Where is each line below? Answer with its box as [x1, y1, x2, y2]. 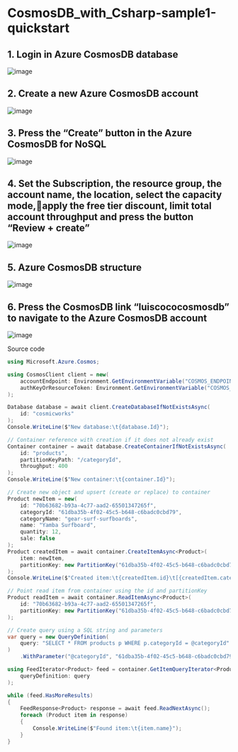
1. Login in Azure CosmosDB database [7, 48, 178, 60]
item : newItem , [20, 555, 65, 562]
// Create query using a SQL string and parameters [7, 626, 163, 633]
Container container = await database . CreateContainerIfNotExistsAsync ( [7, 442, 227, 450]
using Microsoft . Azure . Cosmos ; [7, 359, 100, 366]
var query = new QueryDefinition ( [7, 633, 110, 641]
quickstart [7, 20, 69, 36]
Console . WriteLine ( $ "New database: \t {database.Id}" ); [7, 424, 170, 431]
